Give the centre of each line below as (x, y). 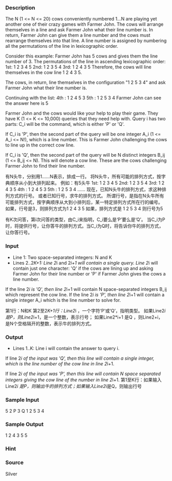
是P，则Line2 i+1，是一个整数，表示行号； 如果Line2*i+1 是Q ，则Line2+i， (84, 317)
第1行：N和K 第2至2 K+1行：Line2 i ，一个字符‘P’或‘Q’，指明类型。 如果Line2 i (85, 310)
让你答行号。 (19, 232)
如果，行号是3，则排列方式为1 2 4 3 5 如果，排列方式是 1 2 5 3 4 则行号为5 (84, 209)
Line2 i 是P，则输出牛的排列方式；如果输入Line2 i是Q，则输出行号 (74, 386)
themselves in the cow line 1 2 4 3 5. (44, 72)
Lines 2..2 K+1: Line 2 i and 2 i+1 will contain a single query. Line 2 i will (85, 263)
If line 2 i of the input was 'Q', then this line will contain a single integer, (80, 358)
